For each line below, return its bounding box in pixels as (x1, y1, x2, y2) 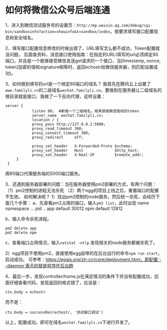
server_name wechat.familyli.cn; (31, 113, 104, 118)
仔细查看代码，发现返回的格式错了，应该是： (9, 279, 101, 285)
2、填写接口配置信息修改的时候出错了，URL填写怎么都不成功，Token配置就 (5, 45, 161, 51)
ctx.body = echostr (5, 289, 46, 294)
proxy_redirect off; (31, 134, 84, 140)
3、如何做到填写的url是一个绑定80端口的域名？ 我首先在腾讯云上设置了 (5, 80, 151, 86)
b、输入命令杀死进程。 (5, 215, 52, 221)
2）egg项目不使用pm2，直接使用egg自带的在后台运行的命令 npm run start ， (5, 250, 163, 256)
